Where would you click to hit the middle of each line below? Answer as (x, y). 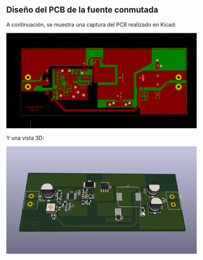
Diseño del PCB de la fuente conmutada (82, 10)
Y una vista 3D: (25, 138)
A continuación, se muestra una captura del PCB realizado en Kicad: (91, 24)
